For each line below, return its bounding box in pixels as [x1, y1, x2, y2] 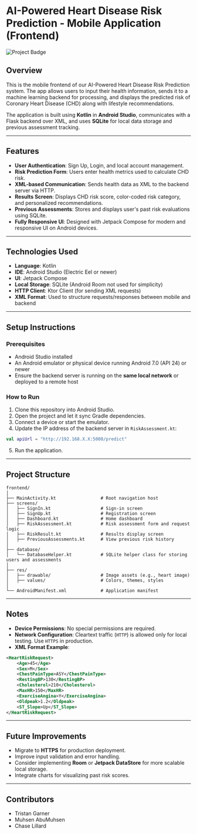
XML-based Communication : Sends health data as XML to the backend [14, 180, 189, 187]
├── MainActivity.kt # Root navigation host [6, 495, 159, 502]
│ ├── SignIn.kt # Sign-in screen [6, 506, 143, 512]
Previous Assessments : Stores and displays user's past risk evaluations [14, 206, 190, 213]
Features [6, 146, 39, 156]
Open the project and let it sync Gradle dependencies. [14, 412, 145, 419]
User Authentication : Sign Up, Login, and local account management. [14, 162, 185, 169]
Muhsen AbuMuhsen [14, 816, 66, 823]
